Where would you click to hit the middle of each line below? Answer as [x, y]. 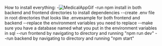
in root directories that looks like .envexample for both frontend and [72, 18]
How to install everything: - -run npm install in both [73, 8]
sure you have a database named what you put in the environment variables [81, 28]
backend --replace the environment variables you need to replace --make [79, 23]
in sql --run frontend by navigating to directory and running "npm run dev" [79, 33]
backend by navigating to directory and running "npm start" [74, 38]
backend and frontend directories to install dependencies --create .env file [80, 13]
